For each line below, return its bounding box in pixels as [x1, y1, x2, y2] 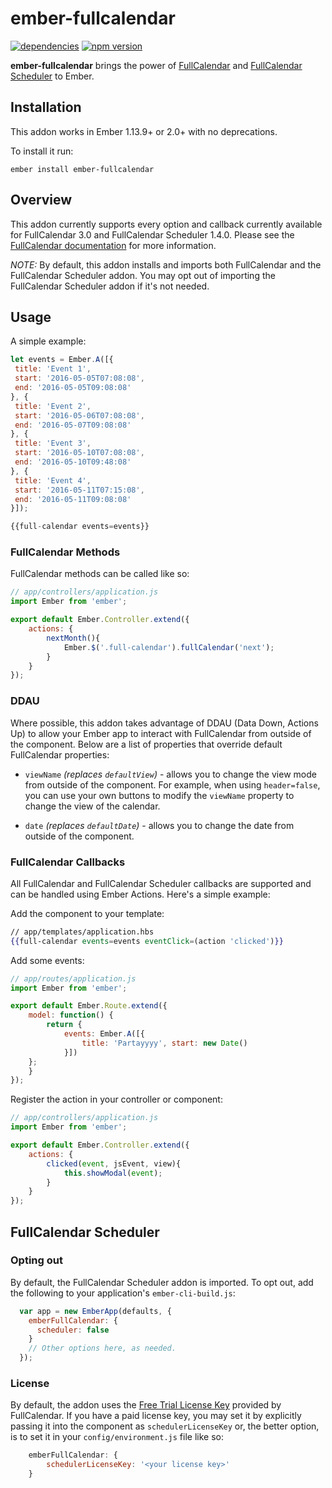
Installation [10, 99, 82, 116]
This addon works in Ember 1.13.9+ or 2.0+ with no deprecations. [10, 125, 278, 137]
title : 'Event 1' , [14, 364, 92, 374]
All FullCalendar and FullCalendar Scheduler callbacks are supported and [10, 877, 312, 889]
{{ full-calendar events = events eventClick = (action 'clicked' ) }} [10, 936, 284, 946]
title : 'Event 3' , [14, 438, 92, 449]
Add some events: [10, 954, 85, 966]
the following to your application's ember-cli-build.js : [10, 1287, 236, 1299]
